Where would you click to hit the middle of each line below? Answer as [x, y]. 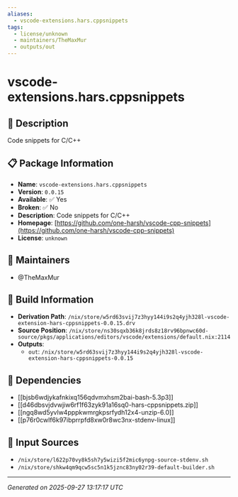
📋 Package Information [61, 164]
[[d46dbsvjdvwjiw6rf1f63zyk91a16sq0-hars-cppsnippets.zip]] [108, 405]
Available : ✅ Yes [42, 199]
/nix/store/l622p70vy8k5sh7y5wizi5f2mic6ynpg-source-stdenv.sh [113, 460]
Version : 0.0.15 [41, 192]
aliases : [20, 14]
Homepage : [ [37, 223]
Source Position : [42, 330]
